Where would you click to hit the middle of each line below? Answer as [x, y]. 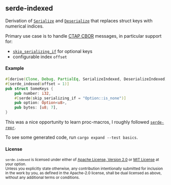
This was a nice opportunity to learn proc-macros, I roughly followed [77, 122]
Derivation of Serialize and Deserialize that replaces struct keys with [79, 20]
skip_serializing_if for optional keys [52, 51]
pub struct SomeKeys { [29, 89]
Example [15, 68]
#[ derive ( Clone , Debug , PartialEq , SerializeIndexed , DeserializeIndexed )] [87, 79]
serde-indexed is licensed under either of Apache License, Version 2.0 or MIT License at [82, 160]
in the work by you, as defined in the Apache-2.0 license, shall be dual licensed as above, [83, 173]
